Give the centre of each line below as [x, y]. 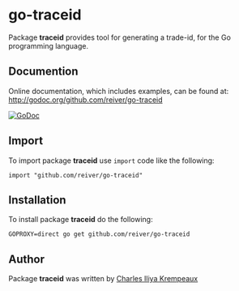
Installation [37, 200]
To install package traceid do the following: [81, 220]
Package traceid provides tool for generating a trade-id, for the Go [119, 37]
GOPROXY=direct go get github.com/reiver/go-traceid [99, 234]
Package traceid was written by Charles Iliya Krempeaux [103, 279]
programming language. [49, 45]
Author [26, 259]
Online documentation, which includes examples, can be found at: [119, 91]
